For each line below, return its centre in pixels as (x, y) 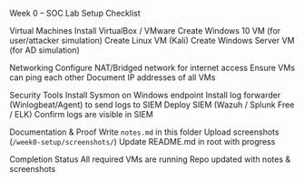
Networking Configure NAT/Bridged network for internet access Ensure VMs (152, 68)
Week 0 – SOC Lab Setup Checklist (75, 13)
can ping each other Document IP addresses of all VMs (113, 77)
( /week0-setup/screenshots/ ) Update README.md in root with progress (142, 142)
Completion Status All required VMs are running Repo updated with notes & (150, 159)
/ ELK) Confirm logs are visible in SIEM (82, 114)
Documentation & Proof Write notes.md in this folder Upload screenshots (144, 132)
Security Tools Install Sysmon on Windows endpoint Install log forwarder (145, 95)
